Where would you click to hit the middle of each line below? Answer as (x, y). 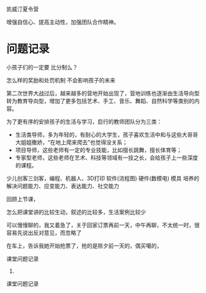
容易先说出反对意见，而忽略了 (44, 232)
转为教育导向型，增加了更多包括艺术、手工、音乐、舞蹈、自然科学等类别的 (100, 101)
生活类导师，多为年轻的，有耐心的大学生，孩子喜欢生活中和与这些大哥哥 (106, 134)
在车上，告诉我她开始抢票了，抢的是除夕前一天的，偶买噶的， (84, 245)
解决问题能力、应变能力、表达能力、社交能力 (63, 186)
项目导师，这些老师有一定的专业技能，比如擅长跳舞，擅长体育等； (98, 150)
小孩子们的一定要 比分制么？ (42, 67)
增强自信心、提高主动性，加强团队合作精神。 (63, 22)
